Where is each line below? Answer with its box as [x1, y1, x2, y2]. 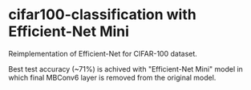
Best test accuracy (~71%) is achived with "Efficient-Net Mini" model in [8, 64, 243, 73]
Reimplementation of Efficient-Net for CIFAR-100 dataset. [8, 49, 198, 58]
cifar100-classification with [8, 6, 196, 24]
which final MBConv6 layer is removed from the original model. [8, 72, 217, 82]
